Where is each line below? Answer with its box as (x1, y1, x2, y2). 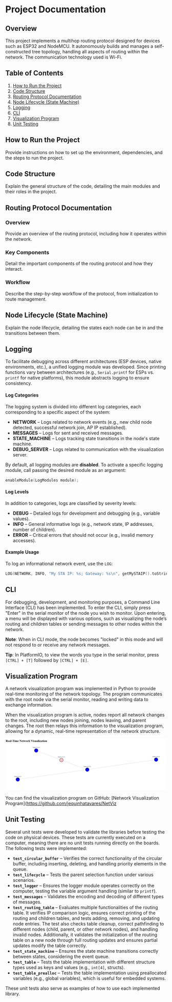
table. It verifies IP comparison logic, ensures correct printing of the (12, 910, 156, 916)
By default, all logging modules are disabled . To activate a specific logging (5, 461, 163, 468)
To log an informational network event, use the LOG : (5, 560, 113, 566)
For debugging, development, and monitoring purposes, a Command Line (5, 599, 160, 605)
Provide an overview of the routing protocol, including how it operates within (5, 231, 166, 237)
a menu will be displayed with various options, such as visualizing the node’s (5, 615, 167, 621)
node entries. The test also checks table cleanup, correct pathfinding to (12, 920, 164, 927)
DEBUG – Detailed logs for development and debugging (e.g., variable (12, 510, 160, 516)
